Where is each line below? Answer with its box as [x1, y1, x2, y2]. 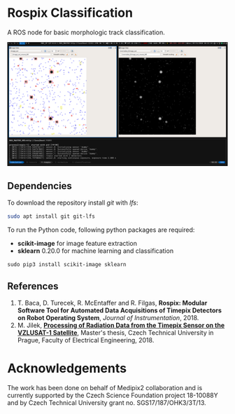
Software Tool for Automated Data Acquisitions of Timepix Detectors [17, 306, 222, 315]
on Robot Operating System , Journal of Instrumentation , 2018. [17, 313, 199, 322]
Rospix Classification [7, 5, 133, 21]
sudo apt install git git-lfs [7, 213, 96, 220]
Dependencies [7, 180, 72, 192]
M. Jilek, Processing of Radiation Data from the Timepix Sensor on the [17, 321, 225, 329]
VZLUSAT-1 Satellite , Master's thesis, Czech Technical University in [17, 328, 214, 337]
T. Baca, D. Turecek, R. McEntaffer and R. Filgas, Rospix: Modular [17, 298, 208, 307]
